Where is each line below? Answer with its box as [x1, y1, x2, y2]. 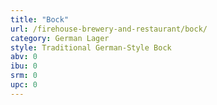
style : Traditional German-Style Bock [10, 42, 172, 53]
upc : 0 [10, 80, 38, 90]
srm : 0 [10, 71, 38, 81]
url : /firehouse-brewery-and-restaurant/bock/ [10, 24, 208, 34]
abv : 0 [10, 52, 38, 62]
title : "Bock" [10, 14, 70, 25]
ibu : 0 [10, 61, 38, 71]
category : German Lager [10, 33, 110, 43]
